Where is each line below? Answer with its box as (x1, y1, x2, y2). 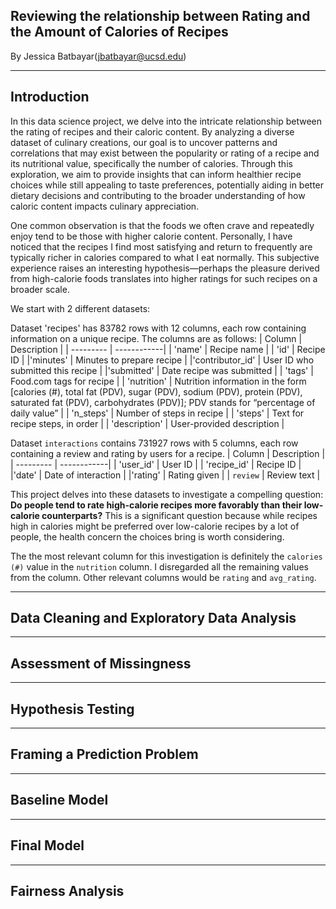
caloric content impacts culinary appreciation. (10, 200, 200, 212)
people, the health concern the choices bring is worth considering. (10, 530, 285, 543)
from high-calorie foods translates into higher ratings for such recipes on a (10, 272, 318, 284)
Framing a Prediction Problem (10, 746, 199, 763)
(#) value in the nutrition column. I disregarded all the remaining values (10, 560, 309, 573)
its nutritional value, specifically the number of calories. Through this (10, 157, 293, 169)
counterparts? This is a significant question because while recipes (41, 509, 318, 521)
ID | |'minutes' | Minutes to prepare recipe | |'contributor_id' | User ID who (10, 354, 315, 366)
